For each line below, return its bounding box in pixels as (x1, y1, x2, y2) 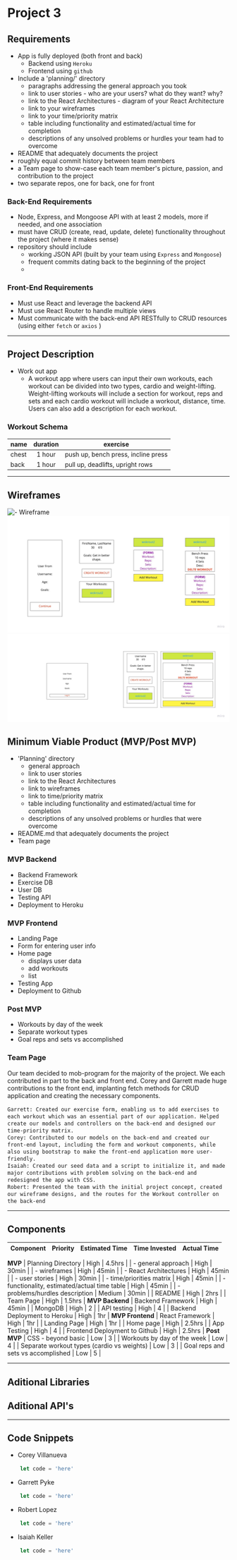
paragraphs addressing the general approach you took (28, 82, 187, 90)
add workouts (28, 964, 68, 973)
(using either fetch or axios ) (17, 321, 102, 329)
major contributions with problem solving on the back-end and (7, 1169, 197, 1176)
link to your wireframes (28, 104, 95, 112)
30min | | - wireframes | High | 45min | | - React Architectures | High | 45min (7, 1267, 229, 1275)
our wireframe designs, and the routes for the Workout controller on (7, 1190, 219, 1198)
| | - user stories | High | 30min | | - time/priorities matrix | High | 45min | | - (7, 1274, 226, 1283)
